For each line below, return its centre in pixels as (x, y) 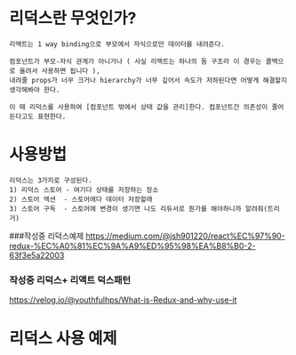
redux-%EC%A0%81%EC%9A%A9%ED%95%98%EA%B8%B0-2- (132, 246)
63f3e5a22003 (37, 255)
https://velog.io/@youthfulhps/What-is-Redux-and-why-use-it (123, 300)
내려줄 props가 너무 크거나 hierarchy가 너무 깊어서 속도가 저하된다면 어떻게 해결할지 (148, 80)
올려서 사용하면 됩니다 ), (60, 71)
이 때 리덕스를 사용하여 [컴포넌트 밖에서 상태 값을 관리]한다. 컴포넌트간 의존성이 (139, 107)
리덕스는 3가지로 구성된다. (51, 180)
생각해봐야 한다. (35, 90)
